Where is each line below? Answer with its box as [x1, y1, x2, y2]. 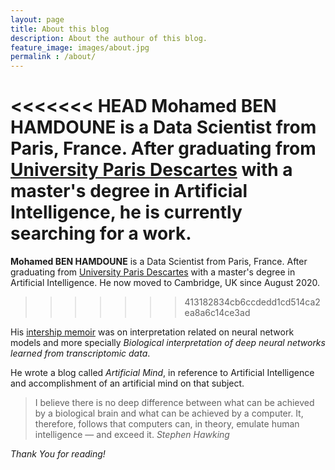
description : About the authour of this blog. [10, 33, 208, 43]
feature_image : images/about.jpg [10, 42, 150, 53]
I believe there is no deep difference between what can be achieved [34, 397, 315, 409]
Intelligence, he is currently [10, 201, 243, 224]
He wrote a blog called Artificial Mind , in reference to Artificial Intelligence [10, 367, 315, 379]
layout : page [10, 14, 65, 25]
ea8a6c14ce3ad [184, 307, 251, 319]
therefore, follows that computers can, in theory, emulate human [34, 418, 300, 430]
